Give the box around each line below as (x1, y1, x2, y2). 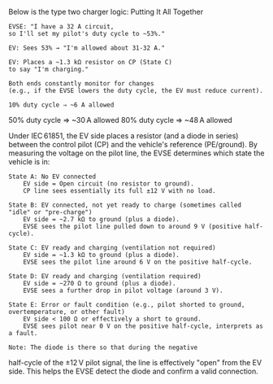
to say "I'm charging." (8, 65, 89, 73)
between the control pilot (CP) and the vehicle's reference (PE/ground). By (8, 140, 258, 149)
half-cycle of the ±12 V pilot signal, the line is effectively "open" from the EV (8, 358, 262, 367)
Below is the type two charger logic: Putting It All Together (8, 7, 204, 16)
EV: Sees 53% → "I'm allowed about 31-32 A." (8, 44, 165, 52)
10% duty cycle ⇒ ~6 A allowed (8, 101, 115, 109)
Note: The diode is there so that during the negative (8, 343, 198, 351)
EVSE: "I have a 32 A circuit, (8, 23, 115, 31)
